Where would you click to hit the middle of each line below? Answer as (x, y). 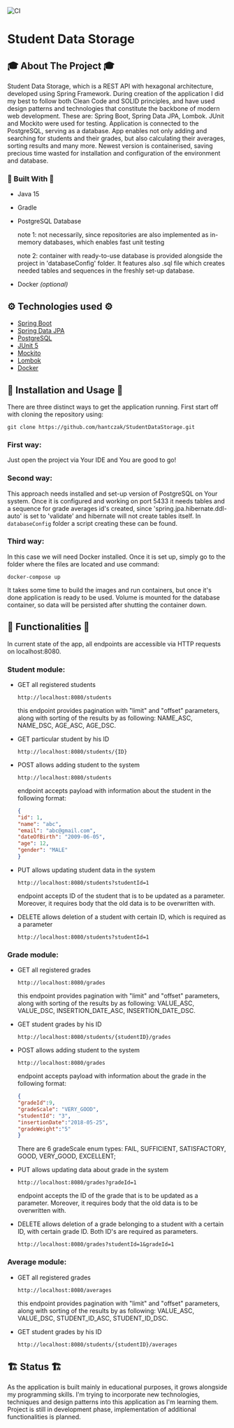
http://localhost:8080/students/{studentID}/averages (97, 1345)
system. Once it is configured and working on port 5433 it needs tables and (116, 501)
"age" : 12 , (33, 844)
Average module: (37, 1262)
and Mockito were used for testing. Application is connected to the (103, 123)
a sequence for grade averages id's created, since (80, 508)
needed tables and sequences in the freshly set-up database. (106, 271)
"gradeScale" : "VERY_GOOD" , (58, 1109)
